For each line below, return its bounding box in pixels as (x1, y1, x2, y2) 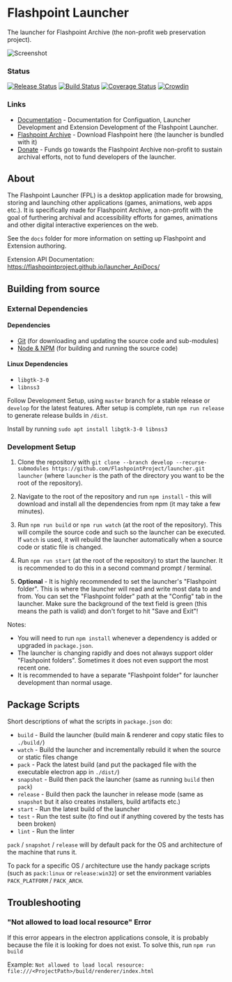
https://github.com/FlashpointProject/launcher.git (52, 465, 206, 472)
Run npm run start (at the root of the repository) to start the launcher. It (17, 557, 223, 565)
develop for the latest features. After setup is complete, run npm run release (7, 404, 224, 412)
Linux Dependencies (7, 360, 68, 368)
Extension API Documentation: (7, 255, 95, 264)
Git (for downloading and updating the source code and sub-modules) (17, 336, 219, 345)
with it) (17, 137, 38, 146)
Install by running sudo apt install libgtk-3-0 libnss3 (7, 425, 168, 433)
